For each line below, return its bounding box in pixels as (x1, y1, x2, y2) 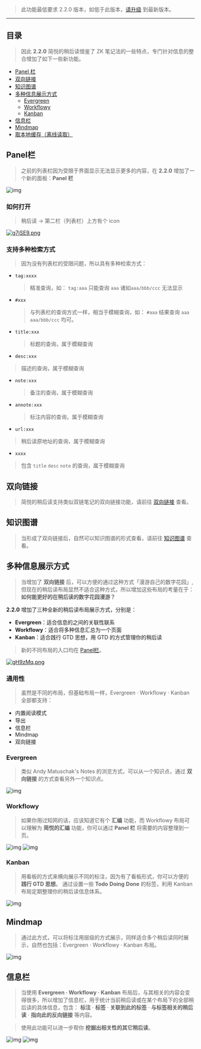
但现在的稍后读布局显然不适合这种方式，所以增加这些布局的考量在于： (20, 586, 194, 593)
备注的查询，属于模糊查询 (29, 389, 93, 396)
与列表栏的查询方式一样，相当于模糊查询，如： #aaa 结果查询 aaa (29, 308, 190, 316)
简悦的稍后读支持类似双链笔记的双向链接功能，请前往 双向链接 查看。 (20, 498, 192, 505)
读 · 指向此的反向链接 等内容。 (20, 1011, 96, 1018)
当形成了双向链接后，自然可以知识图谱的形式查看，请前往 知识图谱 (20, 534, 185, 541)
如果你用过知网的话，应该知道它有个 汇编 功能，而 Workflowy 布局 (20, 817, 185, 824)
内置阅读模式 (14, 709, 47, 716)
